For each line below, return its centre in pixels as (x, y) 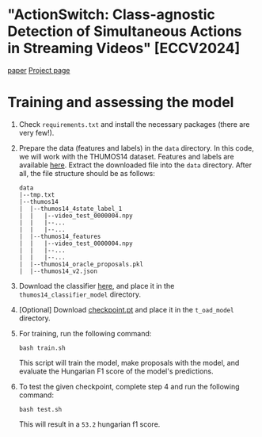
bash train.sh (42, 348)
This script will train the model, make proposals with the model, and (129, 362)
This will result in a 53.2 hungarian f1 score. (89, 424)
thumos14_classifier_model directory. (80, 294)
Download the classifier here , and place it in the (97, 286)
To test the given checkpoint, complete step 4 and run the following (129, 386)
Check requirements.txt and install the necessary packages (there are (134, 124)
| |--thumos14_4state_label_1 (70, 209)
